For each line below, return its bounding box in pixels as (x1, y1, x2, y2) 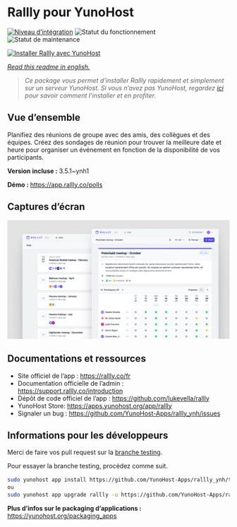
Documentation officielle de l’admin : (17, 379, 124, 387)
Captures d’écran (7, 201, 85, 213)
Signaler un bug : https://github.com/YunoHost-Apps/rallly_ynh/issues (17, 409, 221, 418)
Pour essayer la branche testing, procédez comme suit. (7, 462, 168, 470)
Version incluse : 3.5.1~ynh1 (7, 167, 90, 175)
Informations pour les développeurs (7, 429, 169, 442)
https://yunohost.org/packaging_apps (7, 511, 117, 520)
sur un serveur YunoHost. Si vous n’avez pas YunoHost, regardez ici (24, 83, 224, 92)
